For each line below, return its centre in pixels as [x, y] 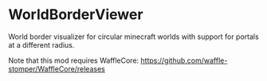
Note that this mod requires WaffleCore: [74, 60]
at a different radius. [41, 44]
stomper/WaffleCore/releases [57, 68]
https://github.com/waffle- [184, 60]
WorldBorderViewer [76, 15]
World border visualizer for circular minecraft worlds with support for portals [133, 37]
